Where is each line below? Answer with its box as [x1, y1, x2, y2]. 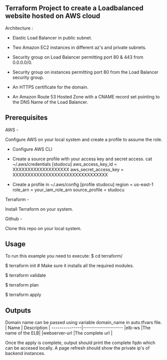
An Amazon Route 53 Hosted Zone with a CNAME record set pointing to [12, 93, 160, 99]
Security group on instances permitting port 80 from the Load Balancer [12, 69, 159, 75]
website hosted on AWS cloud [5, 12, 101, 20]
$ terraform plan [5, 282, 39, 288]
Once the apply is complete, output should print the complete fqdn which [5, 340, 156, 346]
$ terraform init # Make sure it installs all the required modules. [5, 263, 134, 269]
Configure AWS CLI [12, 146, 52, 152]
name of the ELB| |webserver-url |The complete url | [5, 330, 113, 336]
